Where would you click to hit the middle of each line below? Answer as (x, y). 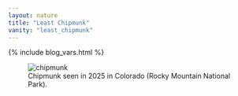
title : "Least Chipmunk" (49, 23)
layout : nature (33, 15)
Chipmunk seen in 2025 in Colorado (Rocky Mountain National (129, 76)
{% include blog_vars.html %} (56, 53)
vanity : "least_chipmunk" (50, 30)
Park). (38, 84)
